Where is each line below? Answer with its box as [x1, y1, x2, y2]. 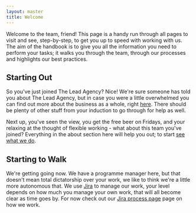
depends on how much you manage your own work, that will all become [6, 189, 181, 196]
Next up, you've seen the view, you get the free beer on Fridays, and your [6, 119, 185, 126]
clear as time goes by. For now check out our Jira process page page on [6, 195, 183, 202]
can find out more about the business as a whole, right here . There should [6, 101, 187, 108]
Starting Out [6, 72, 53, 83]
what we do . [6, 137, 37, 145]
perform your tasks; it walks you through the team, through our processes [6, 49, 186, 56]
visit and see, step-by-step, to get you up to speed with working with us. [6, 37, 183, 44]
